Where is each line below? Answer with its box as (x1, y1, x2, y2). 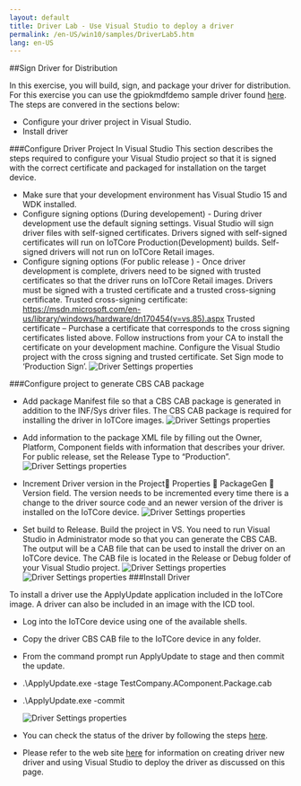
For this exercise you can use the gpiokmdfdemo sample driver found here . (9, 90, 287, 100)
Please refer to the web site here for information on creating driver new (21, 747, 285, 758)
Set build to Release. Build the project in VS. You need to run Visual (21, 524, 271, 535)
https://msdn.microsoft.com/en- (21, 304, 142, 315)
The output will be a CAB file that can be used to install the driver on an (21, 544, 286, 555)
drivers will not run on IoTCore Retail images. (49, 247, 215, 258)
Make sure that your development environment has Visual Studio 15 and (21, 189, 288, 200)
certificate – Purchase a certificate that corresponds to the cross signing (21, 323, 290, 334)
